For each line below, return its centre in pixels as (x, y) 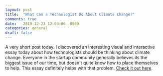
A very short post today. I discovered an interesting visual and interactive (80, 47)
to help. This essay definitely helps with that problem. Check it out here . (79, 68)
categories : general (27, 28)
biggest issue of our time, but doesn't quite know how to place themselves (82, 63)
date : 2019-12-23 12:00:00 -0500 (42, 24)
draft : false (19, 33)
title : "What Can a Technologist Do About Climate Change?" (70, 14)
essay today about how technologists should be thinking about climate (78, 52)
